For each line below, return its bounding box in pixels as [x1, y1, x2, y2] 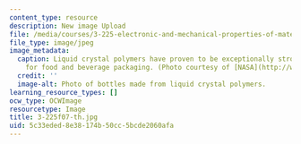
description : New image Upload [9, 21, 126, 30]
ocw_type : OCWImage [9, 96, 82, 106]
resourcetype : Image [9, 105, 87, 114]
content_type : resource [9, 13, 99, 22]
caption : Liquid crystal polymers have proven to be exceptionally [17, 55, 275, 64]
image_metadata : [9, 47, 70, 55]
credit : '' [17, 72, 58, 80]
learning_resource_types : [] [9, 88, 118, 97]
